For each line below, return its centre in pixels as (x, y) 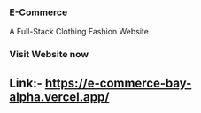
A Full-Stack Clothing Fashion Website (79, 32)
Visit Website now (49, 55)
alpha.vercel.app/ (59, 97)
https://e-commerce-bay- (118, 83)
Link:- (26, 83)
